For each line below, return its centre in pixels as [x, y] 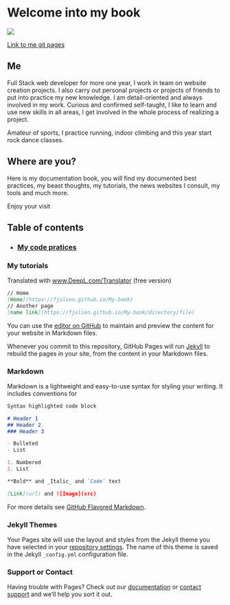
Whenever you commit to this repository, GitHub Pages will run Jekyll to [109, 346]
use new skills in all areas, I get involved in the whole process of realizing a [113, 112]
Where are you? [42, 162]
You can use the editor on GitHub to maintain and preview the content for [111, 325]
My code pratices [47, 247]
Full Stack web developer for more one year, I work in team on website [107, 82]
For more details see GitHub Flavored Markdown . [77, 507]
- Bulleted [23, 444]
